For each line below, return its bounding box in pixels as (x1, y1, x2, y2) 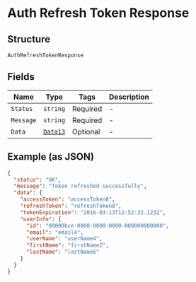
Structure (7, 33, 51, 45)
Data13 (43, 127, 66, 136)
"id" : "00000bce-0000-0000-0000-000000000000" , (25, 222, 170, 229)
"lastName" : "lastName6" (25, 249, 100, 256)
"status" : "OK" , (13, 176, 62, 183)
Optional (71, 127, 100, 136)
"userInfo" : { (20, 216, 62, 223)
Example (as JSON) (7, 151, 94, 163)
